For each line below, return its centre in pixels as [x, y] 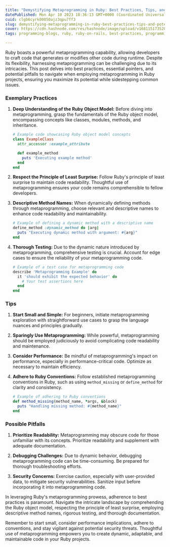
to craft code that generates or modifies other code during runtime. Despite [84, 58]
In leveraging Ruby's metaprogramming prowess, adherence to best [76, 497]
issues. [13, 85]
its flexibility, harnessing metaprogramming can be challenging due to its [81, 63]
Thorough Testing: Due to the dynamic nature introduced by [76, 247]
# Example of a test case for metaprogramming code [68, 267]
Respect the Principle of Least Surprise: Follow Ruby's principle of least [88, 177]
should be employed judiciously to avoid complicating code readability [86, 341]
